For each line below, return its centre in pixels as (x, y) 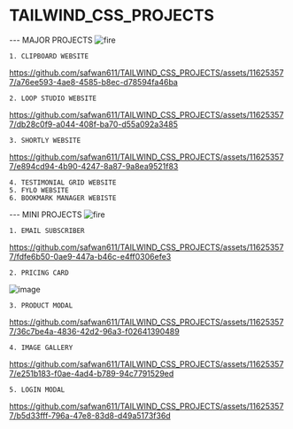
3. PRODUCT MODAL (41, 305)
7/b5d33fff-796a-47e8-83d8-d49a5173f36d (90, 415)
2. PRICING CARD (39, 273)
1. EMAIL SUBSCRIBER (47, 230)
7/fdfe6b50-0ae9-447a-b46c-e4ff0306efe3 (90, 256)
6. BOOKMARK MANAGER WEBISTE (63, 198)
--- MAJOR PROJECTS (51, 40)
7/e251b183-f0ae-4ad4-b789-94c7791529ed (92, 373)
